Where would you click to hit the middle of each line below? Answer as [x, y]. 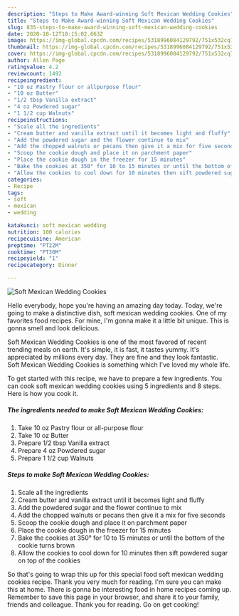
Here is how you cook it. [43, 393]
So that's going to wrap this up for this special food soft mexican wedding [116, 574]
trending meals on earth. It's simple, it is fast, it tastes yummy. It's [103, 349]
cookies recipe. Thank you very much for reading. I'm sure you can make [115, 582]
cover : [17, 54]
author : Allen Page [36, 61]
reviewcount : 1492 [34, 73]
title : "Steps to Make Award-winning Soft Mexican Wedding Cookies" [111, 21]
